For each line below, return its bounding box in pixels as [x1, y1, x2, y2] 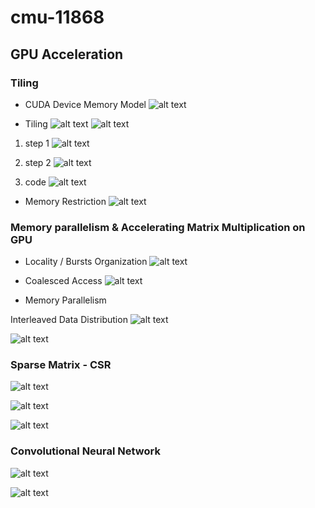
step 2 [24, 156, 52, 168]
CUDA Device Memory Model [24, 98, 147, 110]
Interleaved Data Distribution [10, 314, 128, 326]
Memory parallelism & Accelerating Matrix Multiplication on [10, 220, 306, 234]
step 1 [24, 137, 50, 149]
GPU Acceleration [10, 46, 124, 63]
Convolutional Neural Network [10, 444, 161, 458]
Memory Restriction [24, 195, 107, 207]
